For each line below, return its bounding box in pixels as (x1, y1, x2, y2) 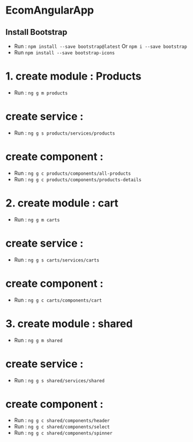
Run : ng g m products (14, 89, 68, 96)
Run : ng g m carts (14, 216, 60, 223)
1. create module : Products (5, 70, 142, 83)
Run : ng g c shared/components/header (14, 417, 110, 424)
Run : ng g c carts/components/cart (14, 296, 102, 303)
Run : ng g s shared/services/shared (14, 376, 105, 384)
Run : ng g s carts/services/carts (14, 256, 99, 263)
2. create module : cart (5, 197, 119, 209)
